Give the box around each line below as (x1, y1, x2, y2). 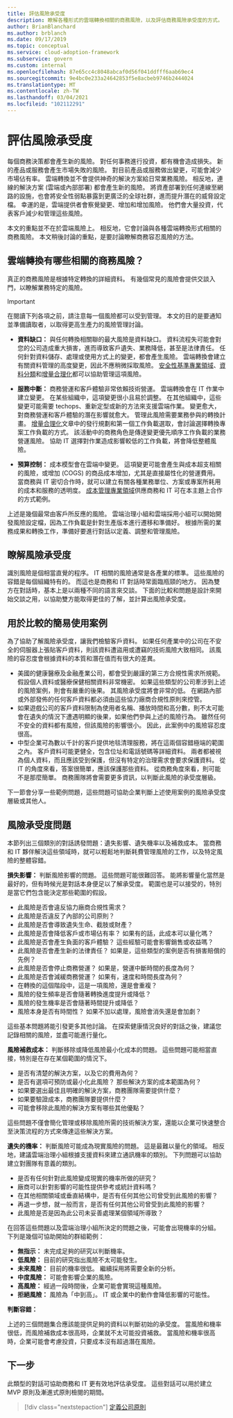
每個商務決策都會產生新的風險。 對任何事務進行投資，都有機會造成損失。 (7, 157, 216, 165)
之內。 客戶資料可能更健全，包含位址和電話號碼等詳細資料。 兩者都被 (17, 748, 216, 756)
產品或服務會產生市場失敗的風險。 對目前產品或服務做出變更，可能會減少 (12, 165, 222, 174)
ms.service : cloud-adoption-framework (7, 49, 119, 56)
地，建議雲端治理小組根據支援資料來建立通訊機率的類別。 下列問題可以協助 (7, 1151, 222, 1159)
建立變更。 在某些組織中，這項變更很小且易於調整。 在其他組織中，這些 (17, 393, 222, 402)
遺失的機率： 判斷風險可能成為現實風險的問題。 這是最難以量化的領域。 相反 (7, 1142, 225, 1151)
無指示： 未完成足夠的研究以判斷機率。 (17, 1247, 129, 1255)
